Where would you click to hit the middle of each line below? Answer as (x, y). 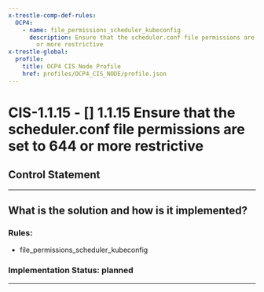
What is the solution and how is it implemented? (128, 211)
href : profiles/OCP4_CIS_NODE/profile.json (95, 74)
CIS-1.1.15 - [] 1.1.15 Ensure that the (122, 113)
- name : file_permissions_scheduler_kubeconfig (101, 30)
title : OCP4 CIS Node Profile (72, 67)
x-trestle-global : (38, 52)
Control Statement (54, 175)
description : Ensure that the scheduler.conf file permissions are (142, 37)
